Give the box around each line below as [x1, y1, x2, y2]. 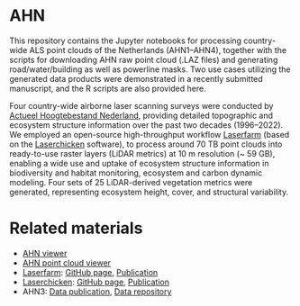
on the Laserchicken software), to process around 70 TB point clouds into [9, 139, 283, 149]
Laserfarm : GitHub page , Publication [22, 266, 159, 277]
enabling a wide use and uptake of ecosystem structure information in [9, 157, 269, 168]
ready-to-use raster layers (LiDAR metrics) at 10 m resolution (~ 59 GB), [9, 148, 276, 158]
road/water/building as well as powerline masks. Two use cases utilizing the [9, 64, 291, 75]
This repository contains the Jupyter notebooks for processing [9, 35, 241, 46]
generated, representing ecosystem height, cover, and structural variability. [9, 186, 289, 197]
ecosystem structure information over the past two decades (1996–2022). [9, 119, 284, 130]
